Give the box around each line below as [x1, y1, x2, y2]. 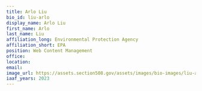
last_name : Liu [6, 31, 44, 37]
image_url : [6, 70, 34, 76]
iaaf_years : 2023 [6, 75, 50, 81]
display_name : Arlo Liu [6, 20, 66, 26]
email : [6, 64, 23, 71]
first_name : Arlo [6, 25, 50, 32]
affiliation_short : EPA [6, 43, 66, 48]
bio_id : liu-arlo [6, 14, 50, 20]
